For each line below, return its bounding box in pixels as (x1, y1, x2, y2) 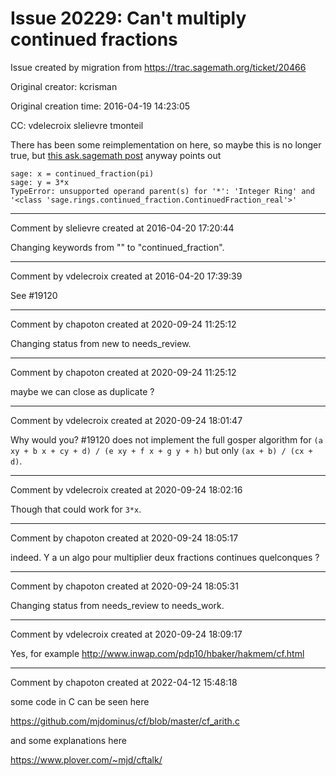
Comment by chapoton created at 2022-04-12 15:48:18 (10, 676, 238, 688)
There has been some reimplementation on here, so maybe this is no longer (10, 138, 322, 151)
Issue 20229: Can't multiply (10, 7, 247, 30)
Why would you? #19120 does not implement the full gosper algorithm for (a (10, 433, 323, 446)
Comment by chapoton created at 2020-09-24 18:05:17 (10, 532, 239, 544)
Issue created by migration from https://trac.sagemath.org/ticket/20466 (10, 61, 307, 73)
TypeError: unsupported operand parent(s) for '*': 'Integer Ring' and (10, 186, 315, 196)
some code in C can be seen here (10, 695, 150, 707)
